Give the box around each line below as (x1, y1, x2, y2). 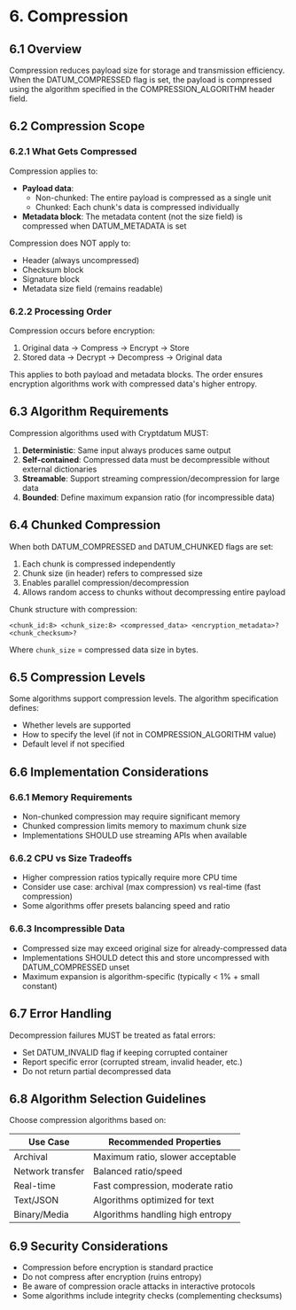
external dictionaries (21, 464, 97, 474)
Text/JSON (13, 1194, 59, 1206)
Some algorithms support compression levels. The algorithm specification (9, 693, 279, 704)
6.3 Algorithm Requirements (9, 404, 169, 419)
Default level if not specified (21, 738, 126, 750)
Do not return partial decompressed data (21, 1065, 171, 1076)
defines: (9, 703, 40, 713)
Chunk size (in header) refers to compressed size (21, 567, 203, 578)
